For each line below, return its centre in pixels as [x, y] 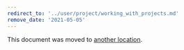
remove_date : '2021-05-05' [46, 20]
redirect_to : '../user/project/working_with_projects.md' [93, 13]
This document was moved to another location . [75, 39]
